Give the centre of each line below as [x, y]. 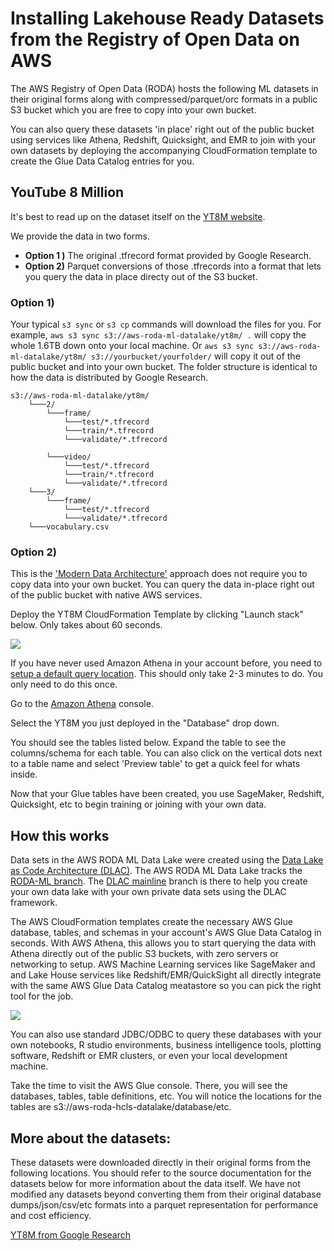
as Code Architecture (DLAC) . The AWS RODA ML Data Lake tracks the [156, 871]
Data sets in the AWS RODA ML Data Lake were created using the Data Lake [167, 860]
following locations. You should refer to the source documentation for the [161, 1173]
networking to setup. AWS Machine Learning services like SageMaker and [163, 964]
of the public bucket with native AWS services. [106, 595]
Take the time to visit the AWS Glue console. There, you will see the [149, 1086]
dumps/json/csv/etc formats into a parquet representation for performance [164, 1204]
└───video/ [69, 457]
